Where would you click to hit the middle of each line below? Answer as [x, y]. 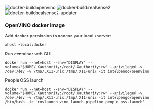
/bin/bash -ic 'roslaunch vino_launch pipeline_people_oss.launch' [75, 102]
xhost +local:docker [26, 45]
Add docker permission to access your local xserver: [58, 36]
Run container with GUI [28, 54]
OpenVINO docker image [35, 25]
